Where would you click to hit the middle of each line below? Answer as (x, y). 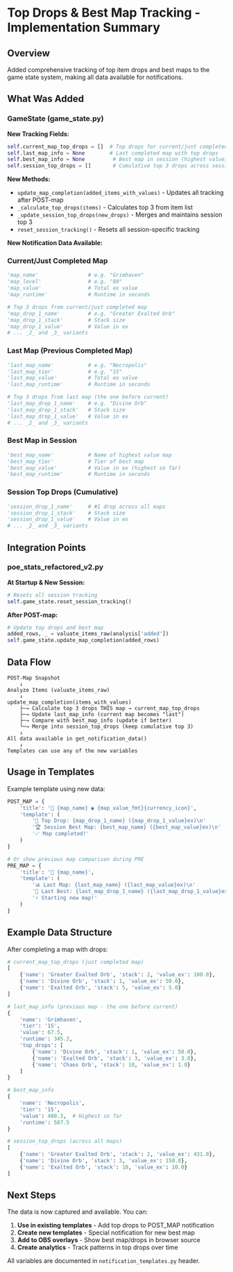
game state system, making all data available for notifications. (95, 77)
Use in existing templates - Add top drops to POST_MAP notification (115, 1226)
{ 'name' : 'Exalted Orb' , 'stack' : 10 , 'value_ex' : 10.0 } (104, 1167)
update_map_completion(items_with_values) (69, 702)
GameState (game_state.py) (55, 119)
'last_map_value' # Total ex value (72, 378)
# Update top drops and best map (55, 627)
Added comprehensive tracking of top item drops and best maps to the (109, 70)
